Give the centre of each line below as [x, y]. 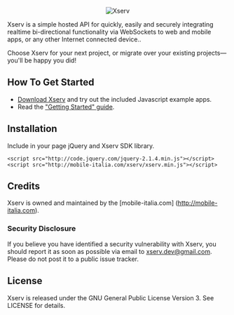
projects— [212, 53]
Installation [32, 129]
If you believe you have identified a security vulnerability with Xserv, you [112, 244]
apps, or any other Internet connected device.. [74, 39]
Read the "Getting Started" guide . [66, 107]
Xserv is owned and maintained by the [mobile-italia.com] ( [93, 203]
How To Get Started [51, 82]
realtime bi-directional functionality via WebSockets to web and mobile [109, 32]
